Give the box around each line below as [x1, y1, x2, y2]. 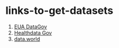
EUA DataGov [13, 23, 47, 30]
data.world [13, 35, 40, 42]
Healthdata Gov [13, 29, 52, 36]
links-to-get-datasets [5, 4, 114, 17]
